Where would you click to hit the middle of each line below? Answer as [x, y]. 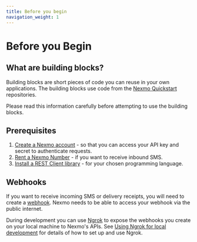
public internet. [24, 209]
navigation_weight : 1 [33, 17]
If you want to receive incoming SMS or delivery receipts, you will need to [95, 196]
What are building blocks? [55, 68]
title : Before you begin [36, 11]
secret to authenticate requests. [53, 151]
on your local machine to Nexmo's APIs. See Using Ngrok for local [86, 227]
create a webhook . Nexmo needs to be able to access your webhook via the [98, 203]
